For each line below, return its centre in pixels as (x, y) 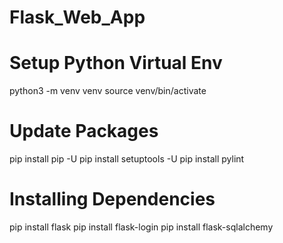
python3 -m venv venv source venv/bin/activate (108, 91)
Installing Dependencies (112, 199)
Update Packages (84, 131)
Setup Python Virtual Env (116, 63)
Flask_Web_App (77, 17)
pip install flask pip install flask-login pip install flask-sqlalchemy (141, 227)
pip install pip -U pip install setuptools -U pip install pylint (127, 159)
